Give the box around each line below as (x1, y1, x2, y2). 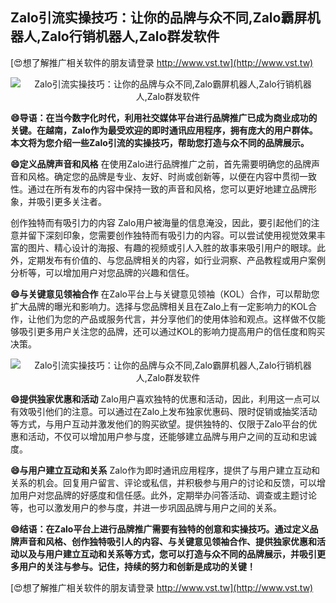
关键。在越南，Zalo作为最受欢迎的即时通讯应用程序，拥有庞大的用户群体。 (10, 124, 318, 136)
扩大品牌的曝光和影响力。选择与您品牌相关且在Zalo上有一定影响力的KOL (10, 300, 309, 312)
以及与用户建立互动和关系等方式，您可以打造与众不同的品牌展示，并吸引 (18, 548, 317, 560)
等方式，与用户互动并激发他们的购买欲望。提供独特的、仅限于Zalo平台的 (10, 418, 309, 430)
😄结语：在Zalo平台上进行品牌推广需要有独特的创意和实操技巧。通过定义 (10, 523, 310, 535)
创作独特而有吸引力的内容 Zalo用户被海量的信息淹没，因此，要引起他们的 (10, 216, 312, 228)
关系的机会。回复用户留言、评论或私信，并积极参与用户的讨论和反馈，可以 (10, 476, 317, 488)
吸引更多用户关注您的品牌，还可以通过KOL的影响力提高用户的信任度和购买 (18, 325, 326, 337)
